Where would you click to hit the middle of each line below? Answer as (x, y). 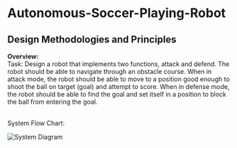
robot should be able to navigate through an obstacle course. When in (110, 72)
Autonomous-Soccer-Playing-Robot (117, 13)
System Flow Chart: (36, 123)
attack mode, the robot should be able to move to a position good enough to (119, 79)
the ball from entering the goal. (53, 102)
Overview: (23, 56)
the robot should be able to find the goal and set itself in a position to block (117, 94)
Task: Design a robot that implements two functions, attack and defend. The (118, 64)
